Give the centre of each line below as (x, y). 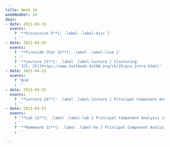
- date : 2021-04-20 (26, 43)
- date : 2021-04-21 (26, 71)
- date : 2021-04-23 (26, 109)
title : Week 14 (21, 10)
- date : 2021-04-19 (26, 24)
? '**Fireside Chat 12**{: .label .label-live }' (68, 52)
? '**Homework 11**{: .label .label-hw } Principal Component (81, 127)
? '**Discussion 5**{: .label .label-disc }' (63, 33)
